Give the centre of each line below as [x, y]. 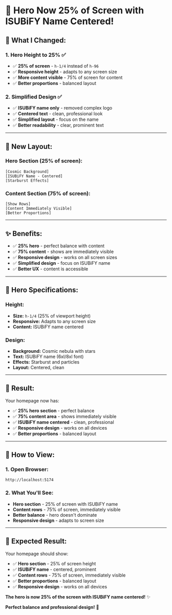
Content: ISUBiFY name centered [48, 327]
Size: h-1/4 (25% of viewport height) [52, 316]
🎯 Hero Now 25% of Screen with [75, 10]
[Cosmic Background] [27, 172]
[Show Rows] [18, 204]
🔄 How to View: [30, 455]
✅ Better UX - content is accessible [50, 269]
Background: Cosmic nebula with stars [54, 351]
